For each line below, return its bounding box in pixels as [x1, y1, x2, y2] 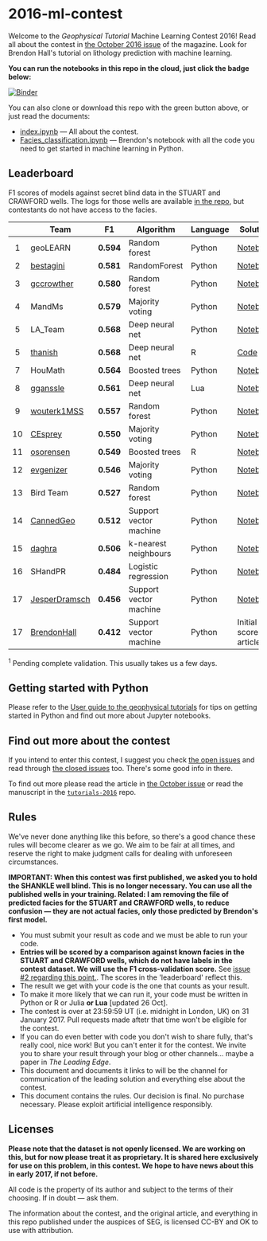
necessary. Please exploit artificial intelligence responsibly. [19, 1099, 213, 1109]
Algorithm [136, 224, 176, 235]
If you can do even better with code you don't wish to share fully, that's [19, 1032, 253, 1041]
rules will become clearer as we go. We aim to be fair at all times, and [8, 840, 235, 849]
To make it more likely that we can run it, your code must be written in [19, 989, 249, 999]
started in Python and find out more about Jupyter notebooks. [8, 711, 211, 721]
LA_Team [30, 323, 65, 335]
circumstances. [8, 857, 59, 867]
